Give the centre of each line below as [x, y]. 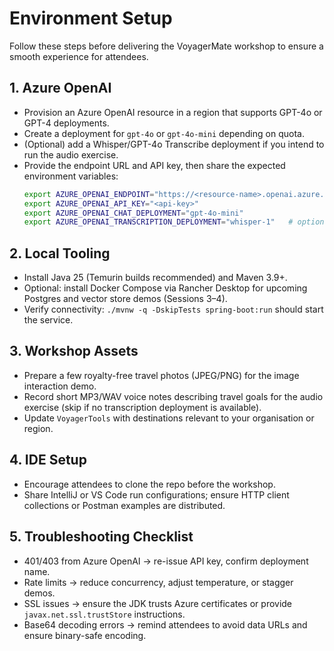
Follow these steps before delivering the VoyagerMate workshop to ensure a [166, 46]
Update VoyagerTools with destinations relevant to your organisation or [169, 418]
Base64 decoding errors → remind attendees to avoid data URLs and [165, 624]
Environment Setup [91, 18]
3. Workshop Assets [74, 351]
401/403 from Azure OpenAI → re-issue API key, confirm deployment [166, 561]
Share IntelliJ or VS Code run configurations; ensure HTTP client [156, 494]
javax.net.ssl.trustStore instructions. [104, 614]
